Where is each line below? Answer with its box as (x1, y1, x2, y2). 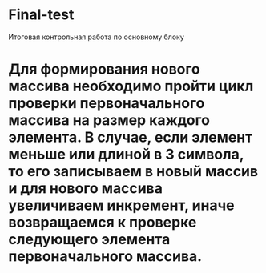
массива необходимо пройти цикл (8, 78, 254, 95)
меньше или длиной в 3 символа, (8, 146, 244, 163)
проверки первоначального (8, 94, 205, 113)
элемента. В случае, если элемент (8, 128, 253, 147)
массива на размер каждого (8, 111, 211, 130)
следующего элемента (8, 231, 171, 249)
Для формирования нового (8, 60, 200, 78)
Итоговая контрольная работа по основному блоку (8, 32, 184, 42)
